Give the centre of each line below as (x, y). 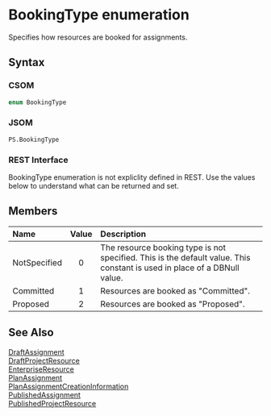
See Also (31, 333)
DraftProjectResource (44, 360)
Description (123, 234)
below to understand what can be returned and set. (94, 186)
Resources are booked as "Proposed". (173, 304)
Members (33, 211)
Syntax (27, 62)
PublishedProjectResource (52, 403)
